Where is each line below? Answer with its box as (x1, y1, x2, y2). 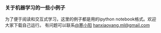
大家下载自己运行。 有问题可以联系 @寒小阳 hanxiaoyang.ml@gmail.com (5, 22, 150, 28)
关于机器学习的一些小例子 (5, 4, 66, 11)
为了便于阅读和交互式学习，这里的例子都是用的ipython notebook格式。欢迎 (5, 16, 157, 22)
